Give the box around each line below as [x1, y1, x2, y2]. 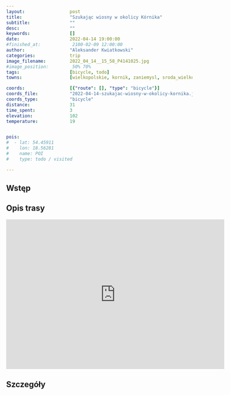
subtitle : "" [6, 20, 76, 25]
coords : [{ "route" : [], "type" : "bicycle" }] [6, 85, 160, 92]
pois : [6, 134, 20, 140]
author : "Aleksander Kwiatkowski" [6, 47, 134, 53]
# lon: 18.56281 [6, 145, 54, 151]
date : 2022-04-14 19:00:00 [6, 36, 120, 42]
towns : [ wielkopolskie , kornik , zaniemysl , [6, 75, 160, 80]
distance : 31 [6, 102, 76, 108]
